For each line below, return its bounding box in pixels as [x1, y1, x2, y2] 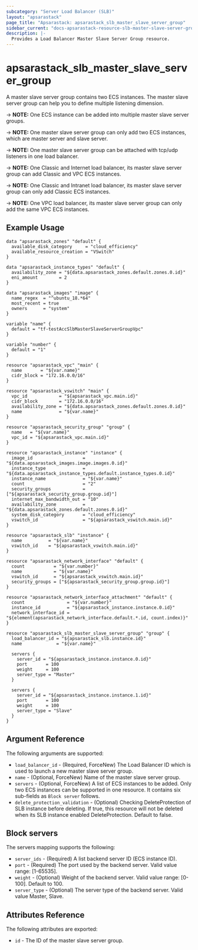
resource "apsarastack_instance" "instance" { [6, 450, 123, 456]
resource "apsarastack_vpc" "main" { [6, 362, 99, 368]
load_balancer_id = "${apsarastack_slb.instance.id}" [11, 635, 146, 641]
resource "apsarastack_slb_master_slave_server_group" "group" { [6, 630, 170, 636]
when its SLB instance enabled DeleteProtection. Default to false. [14, 811, 173, 818]
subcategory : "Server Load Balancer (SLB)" [6, 8, 115, 15]
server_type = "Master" [16, 671, 75, 678]
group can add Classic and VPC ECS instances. [6, 170, 121, 177]
